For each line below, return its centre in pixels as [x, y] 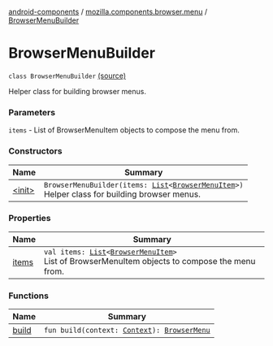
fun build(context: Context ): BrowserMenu [127, 331]
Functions [28, 296]
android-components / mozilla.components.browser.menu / [108, 12]
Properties [30, 218]
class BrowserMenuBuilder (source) [67, 76]
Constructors [35, 151]
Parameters [32, 112]
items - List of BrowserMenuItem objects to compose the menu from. [124, 130]
